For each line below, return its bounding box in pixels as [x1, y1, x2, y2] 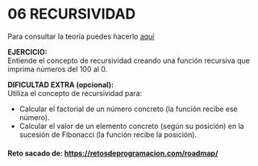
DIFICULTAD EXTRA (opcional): [7, 80, 114, 89]
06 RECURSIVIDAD [7, 5, 136, 23]
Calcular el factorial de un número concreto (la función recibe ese [19, 104, 239, 114]
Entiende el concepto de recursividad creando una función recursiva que [7, 56, 251, 65]
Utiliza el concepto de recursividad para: [7, 88, 143, 98]
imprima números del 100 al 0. [7, 64, 108, 73]
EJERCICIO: [7, 47, 48, 56]
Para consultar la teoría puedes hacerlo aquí [7, 31, 155, 41]
